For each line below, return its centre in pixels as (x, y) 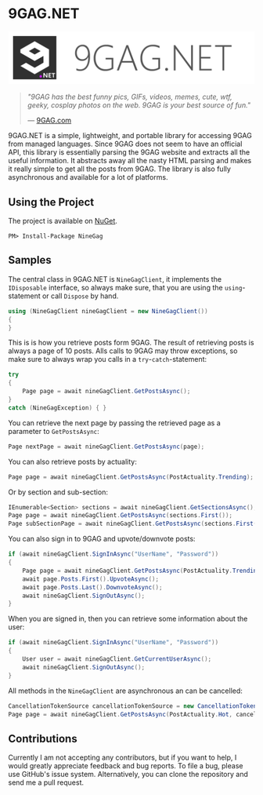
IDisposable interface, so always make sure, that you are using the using (125, 287)
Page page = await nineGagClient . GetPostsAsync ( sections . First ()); (121, 516)
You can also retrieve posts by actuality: (72, 461)
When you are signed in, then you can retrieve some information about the (128, 619)
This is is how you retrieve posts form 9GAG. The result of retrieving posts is (131, 343)
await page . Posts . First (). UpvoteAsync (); (90, 579)
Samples (30, 260)
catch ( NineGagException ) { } (58, 408)
